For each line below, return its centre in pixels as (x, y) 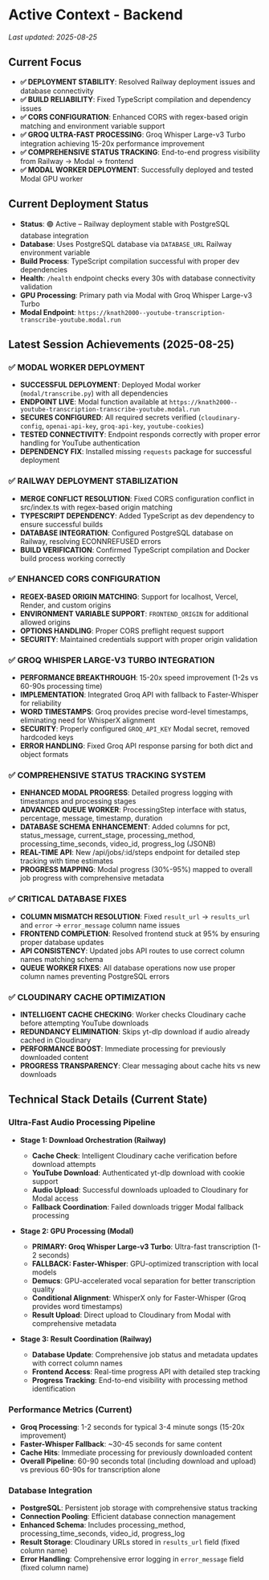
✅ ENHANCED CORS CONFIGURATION (84, 579)
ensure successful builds (61, 524)
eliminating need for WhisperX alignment (87, 720)
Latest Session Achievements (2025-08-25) (121, 344)
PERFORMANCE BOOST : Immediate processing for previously (123, 1049)
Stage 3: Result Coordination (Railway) (86, 1339)
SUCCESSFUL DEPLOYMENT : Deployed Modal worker (110, 385)
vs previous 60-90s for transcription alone (90, 1470)
